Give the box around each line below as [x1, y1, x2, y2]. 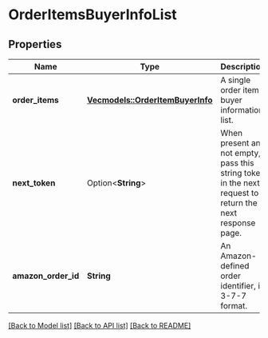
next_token [12, 177, 56, 189]
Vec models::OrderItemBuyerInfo [86, 94, 213, 105]
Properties [8, 38, 62, 51]
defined [220, 260, 250, 271]
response [220, 217, 256, 229]
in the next [220, 177, 261, 189]
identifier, [220, 280, 257, 291]
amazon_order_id [12, 270, 80, 281]
